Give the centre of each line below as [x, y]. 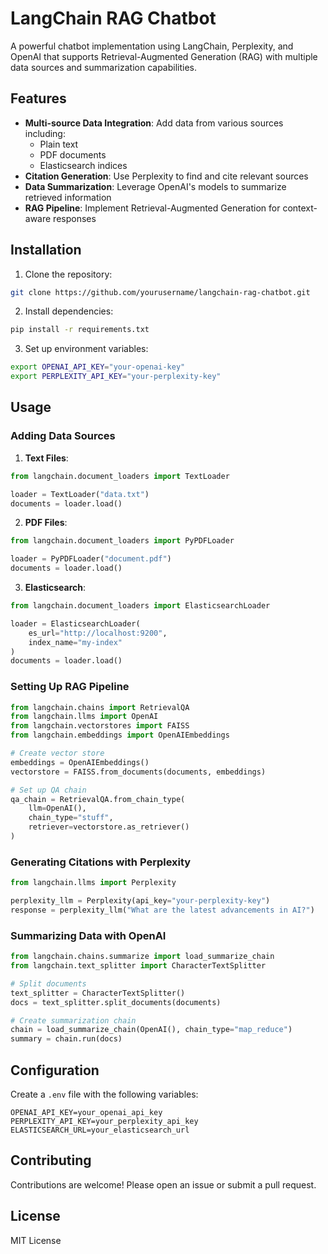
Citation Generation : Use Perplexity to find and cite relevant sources [166, 176]
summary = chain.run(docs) [66, 1039]
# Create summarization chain [73, 1020]
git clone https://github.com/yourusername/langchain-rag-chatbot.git [160, 292]
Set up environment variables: [86, 349]
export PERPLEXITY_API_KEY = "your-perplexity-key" [116, 377]
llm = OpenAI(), [57, 808]
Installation [46, 250]
